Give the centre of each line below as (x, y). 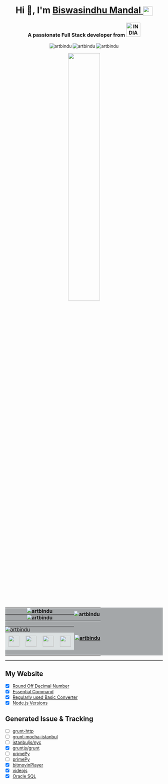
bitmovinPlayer (28, 765)
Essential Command (33, 691)
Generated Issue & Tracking (49, 719)
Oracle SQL (24, 776)
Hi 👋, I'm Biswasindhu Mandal (78, 10)
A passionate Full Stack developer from (76, 35)
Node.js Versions (30, 703)
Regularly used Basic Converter (45, 697)
